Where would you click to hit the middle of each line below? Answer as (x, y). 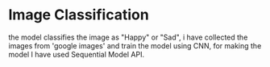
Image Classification (79, 15)
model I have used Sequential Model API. (77, 54)
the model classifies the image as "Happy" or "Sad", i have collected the (128, 37)
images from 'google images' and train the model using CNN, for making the (135, 45)
